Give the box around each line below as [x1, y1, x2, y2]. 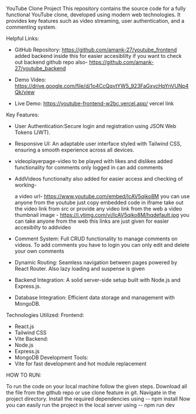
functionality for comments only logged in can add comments [14, 164, 163, 171]
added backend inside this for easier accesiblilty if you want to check [14, 53, 182, 59]
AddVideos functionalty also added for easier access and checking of [14, 175, 183, 182]
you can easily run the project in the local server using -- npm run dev [6, 402, 175, 408]
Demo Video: [14, 76, 46, 83]
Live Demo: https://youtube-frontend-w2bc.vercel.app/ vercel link [14, 100, 174, 107]
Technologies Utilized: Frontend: [6, 312, 84, 318]
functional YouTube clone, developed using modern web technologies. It [6, 11, 181, 18]
